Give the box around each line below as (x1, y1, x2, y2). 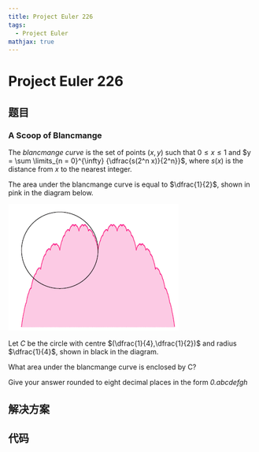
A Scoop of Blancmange (8, 130, 102, 141)
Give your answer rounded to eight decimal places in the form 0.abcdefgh (8, 378, 248, 387)
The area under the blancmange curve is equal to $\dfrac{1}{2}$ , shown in (8, 180, 250, 189)
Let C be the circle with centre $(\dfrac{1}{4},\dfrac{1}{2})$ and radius (8, 339, 238, 348)
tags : (8, 20, 26, 29)
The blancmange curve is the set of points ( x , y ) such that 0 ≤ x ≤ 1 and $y (8, 148, 252, 157)
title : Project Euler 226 (8, 13, 93, 20)
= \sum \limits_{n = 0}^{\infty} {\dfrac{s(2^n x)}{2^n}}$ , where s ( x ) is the (8, 156, 244, 165)
